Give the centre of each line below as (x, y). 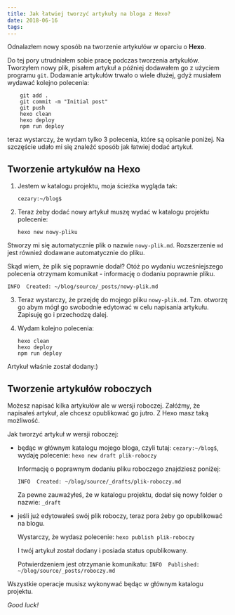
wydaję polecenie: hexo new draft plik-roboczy (87, 455)
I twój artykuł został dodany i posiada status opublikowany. (102, 550)
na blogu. (31, 523)
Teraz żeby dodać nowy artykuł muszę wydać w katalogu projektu (113, 212)
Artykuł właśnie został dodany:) (53, 367)
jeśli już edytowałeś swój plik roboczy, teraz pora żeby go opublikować (120, 516)
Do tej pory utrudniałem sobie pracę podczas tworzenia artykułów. (103, 60)
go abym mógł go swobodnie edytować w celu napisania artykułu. (113, 307)
